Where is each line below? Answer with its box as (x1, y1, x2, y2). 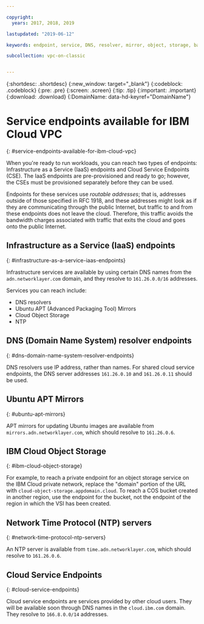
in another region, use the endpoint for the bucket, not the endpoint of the (6, 494, 191, 501)
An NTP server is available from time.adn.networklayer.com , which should (6, 545, 191, 553)
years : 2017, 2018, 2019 (12, 19, 75, 26)
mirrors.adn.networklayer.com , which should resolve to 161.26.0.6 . (6, 429, 175, 436)
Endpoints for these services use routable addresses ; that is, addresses (6, 191, 186, 198)
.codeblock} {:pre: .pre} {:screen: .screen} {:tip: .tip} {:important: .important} (6, 86, 197, 94)
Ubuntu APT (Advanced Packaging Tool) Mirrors (15, 305, 137, 312)
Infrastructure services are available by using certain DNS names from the (6, 268, 192, 276)
